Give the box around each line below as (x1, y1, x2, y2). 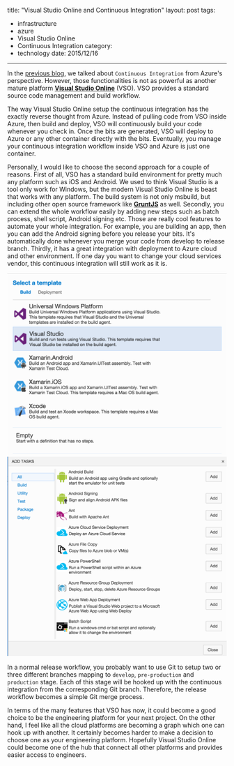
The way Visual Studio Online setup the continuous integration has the (7, 105, 209, 113)
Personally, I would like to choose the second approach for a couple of (7, 163, 210, 171)
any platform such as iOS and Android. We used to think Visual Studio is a (7, 178, 219, 186)
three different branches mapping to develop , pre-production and (7, 670, 194, 679)
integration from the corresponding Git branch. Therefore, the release (7, 685, 207, 693)
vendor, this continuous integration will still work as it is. (7, 260, 167, 267)
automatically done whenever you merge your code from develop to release (7, 237, 225, 245)
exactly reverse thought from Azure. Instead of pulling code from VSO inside (7, 112, 227, 121)
